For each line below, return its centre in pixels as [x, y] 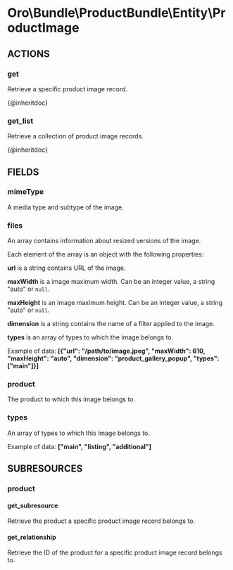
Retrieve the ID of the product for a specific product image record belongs [115, 552]
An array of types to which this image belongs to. [78, 433]
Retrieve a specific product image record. [68, 89]
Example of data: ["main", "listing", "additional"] [79, 446]
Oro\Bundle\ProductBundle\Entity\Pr [116, 13]
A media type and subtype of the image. [66, 207]
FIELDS [23, 172]
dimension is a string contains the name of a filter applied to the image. [111, 324]
